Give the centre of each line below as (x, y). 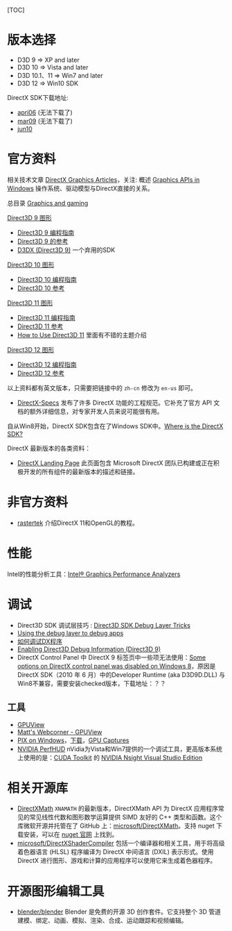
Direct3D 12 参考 (41, 373)
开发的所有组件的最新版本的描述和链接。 (81, 471)
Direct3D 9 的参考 (43, 241)
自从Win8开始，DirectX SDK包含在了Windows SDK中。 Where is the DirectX (115, 426)
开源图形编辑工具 (56, 891)
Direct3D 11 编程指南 (46, 317)
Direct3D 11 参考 (40, 326)
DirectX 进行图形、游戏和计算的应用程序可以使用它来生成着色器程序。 (117, 861)
